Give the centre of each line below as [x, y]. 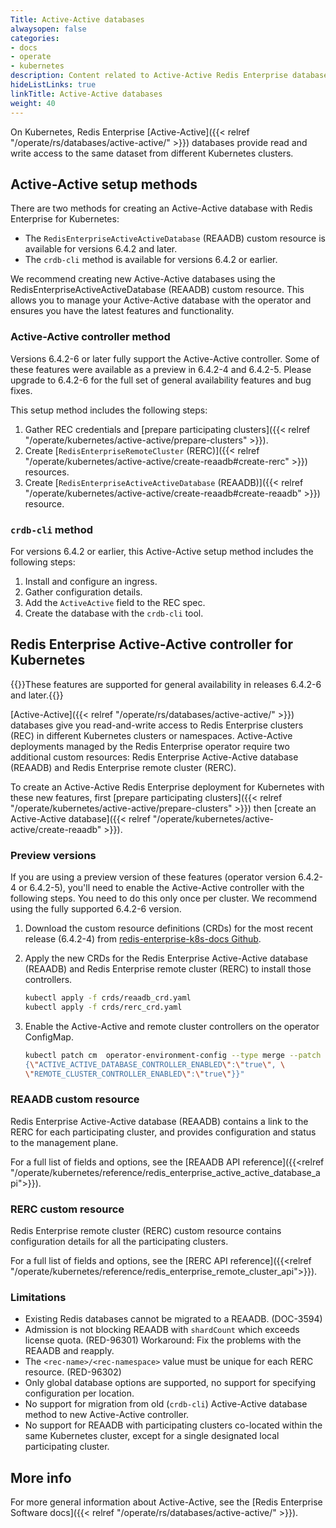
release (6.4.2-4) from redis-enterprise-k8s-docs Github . [143, 939]
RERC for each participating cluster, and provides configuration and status [163, 1132]
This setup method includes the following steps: [109, 410]
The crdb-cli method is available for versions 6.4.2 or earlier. [151, 260]
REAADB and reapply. [69, 1351]
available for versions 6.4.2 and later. [101, 249]
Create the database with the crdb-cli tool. [114, 613]
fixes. [21, 390]
